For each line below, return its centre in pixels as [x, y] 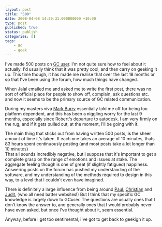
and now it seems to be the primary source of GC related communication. [78, 99]
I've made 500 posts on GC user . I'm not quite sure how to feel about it [75, 64]
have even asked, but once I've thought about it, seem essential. [69, 210]
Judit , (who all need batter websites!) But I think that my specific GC [73, 194]
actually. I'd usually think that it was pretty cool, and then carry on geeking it [81, 69]
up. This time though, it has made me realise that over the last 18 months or [80, 74]
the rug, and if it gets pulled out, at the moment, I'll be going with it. [72, 124]
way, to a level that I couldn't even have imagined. [55, 179]
